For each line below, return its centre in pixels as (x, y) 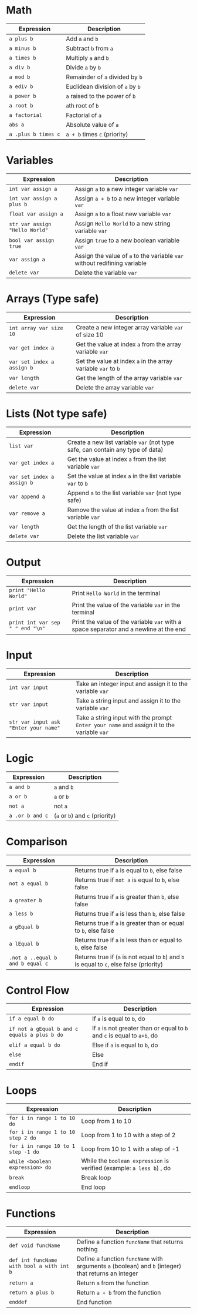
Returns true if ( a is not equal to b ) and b (130, 957)
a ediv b (21, 86)
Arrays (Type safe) (53, 299)
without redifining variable (111, 263)
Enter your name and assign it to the (125, 725)
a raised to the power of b (101, 96)
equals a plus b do (36, 1035)
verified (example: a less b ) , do (126, 1168)
